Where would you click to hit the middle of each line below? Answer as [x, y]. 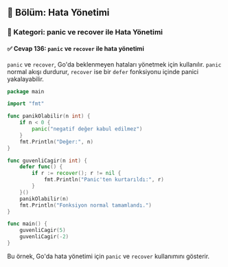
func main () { [27, 224]
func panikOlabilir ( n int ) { [49, 116]
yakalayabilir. [26, 79]
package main [26, 91]
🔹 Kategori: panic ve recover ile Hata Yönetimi [85, 32]
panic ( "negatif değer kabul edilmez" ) [87, 129]
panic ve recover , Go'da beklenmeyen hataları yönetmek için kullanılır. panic [114, 64]
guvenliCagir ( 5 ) [43, 231]
